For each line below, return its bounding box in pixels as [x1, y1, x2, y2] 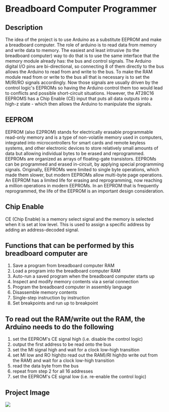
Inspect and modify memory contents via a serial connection [12, 279, 139, 285]
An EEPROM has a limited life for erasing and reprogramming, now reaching [5, 177, 162, 183]
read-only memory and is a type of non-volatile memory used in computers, [5, 134, 163, 140]
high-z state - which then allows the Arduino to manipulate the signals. [5, 101, 152, 107]
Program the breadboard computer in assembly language [12, 284, 132, 290]
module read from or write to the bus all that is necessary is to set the [5, 74, 150, 80]
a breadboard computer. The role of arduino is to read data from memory [5, 42, 157, 48]
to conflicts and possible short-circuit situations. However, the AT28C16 [5, 90, 154, 96]
